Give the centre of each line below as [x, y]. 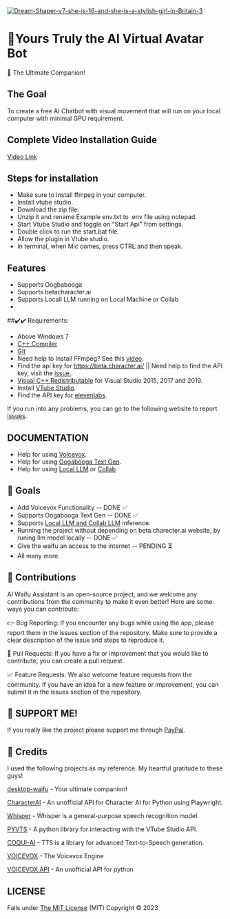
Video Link [22, 157]
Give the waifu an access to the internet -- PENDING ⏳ [95, 546]
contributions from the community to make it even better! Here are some [110, 601]
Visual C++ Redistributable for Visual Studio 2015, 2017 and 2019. [110, 381]
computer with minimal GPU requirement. [66, 118]
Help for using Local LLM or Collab [66, 469]
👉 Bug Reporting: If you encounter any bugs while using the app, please [111, 623]
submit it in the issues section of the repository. [74, 692]
